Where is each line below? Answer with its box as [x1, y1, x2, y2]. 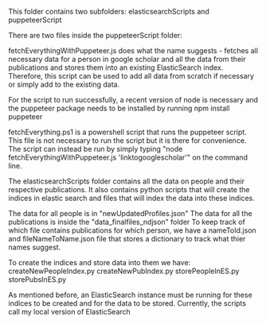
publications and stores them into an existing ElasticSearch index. [8, 63, 224, 72]
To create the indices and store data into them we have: [8, 258, 191, 267]
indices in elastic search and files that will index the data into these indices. [8, 194, 255, 202]
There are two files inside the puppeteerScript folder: [8, 31, 183, 40]
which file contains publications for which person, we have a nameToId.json [8, 226, 256, 235]
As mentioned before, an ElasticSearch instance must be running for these [8, 290, 252, 299]
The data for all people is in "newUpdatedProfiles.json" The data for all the [8, 209, 252, 218]
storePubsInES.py [8, 275, 67, 284]
